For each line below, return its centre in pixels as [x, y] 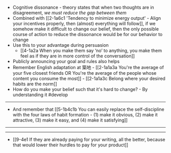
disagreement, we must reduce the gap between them [69, 13]
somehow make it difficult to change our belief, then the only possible [86, 29]
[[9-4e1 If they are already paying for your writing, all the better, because [89, 140]
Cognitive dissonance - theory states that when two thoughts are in [83, 7]
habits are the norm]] [35, 84]
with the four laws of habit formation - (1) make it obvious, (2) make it [85, 115]
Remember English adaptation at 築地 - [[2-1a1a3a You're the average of [88, 67]
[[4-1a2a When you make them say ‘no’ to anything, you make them [91, 51]
